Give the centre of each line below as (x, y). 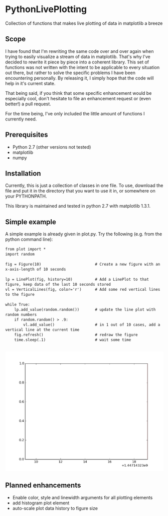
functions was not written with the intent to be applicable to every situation (82, 67)
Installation (23, 173)
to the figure (20, 295)
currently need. (21, 119)
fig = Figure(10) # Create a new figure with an (83, 265)
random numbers (21, 315)
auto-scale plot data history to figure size (55, 508)
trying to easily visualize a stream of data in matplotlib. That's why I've (78, 56)
